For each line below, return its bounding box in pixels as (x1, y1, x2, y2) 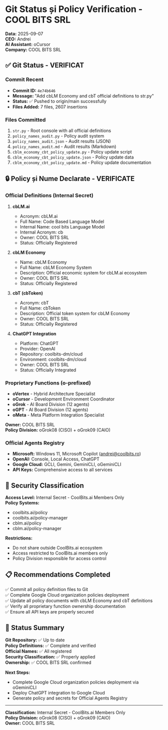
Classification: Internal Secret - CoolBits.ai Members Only (5, 709, 126, 715)
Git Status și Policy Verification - (5, 3, 143, 15)
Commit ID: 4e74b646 (12, 87, 56, 93)
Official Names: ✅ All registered (5, 648, 72, 654)
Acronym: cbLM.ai (19, 213, 58, 219)
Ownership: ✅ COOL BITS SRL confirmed (5, 659, 91, 665)
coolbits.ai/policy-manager (12, 515, 68, 521)
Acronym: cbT (19, 299, 49, 305)
